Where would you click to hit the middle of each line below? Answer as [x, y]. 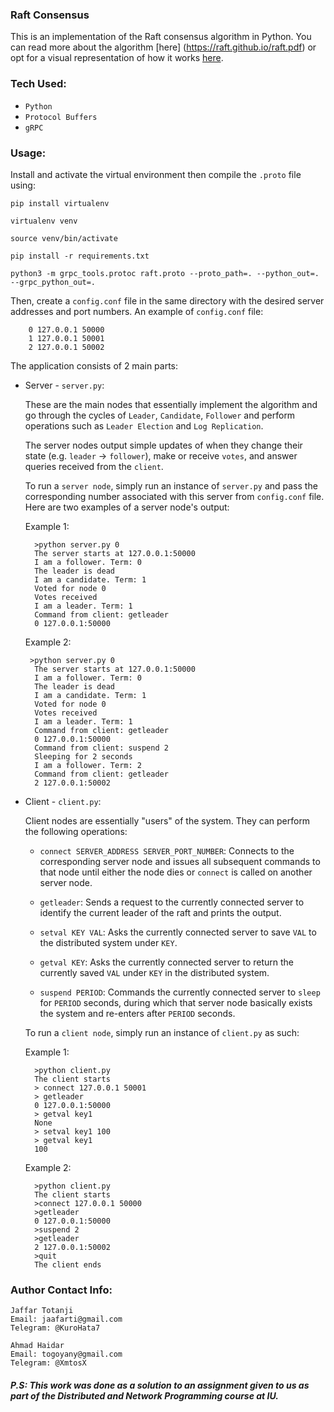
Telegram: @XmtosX [48, 1363]
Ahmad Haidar [37, 1346]
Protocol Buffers [61, 117]
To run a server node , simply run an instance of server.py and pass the [171, 485]
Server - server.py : [64, 385]
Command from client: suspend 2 [101, 748]
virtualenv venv [44, 221]
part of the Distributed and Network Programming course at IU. [144, 1395]
